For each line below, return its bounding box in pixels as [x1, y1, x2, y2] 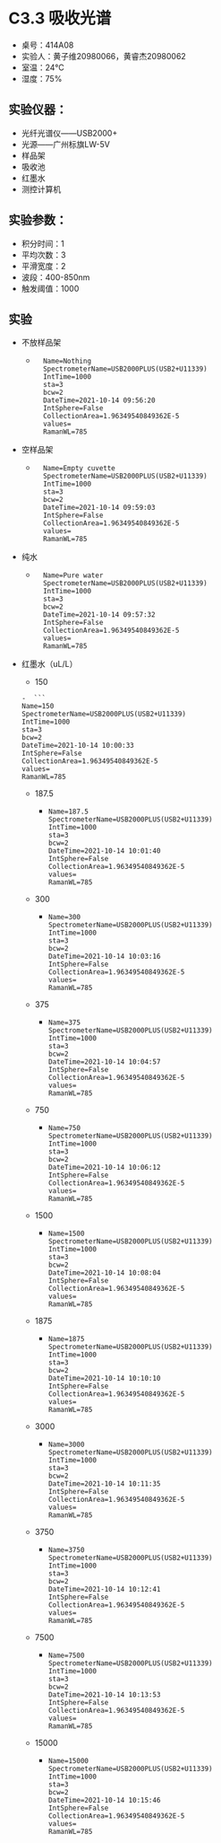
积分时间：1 [21, 238, 64, 249]
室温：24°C [21, 62, 64, 73]
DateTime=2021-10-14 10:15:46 [47, 1796, 161, 1805]
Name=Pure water [42, 571, 104, 580]
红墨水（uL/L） [21, 659, 78, 670]
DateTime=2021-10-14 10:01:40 [47, 847, 161, 856]
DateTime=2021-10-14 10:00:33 [21, 742, 135, 750]
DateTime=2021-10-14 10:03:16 [47, 952, 161, 961]
